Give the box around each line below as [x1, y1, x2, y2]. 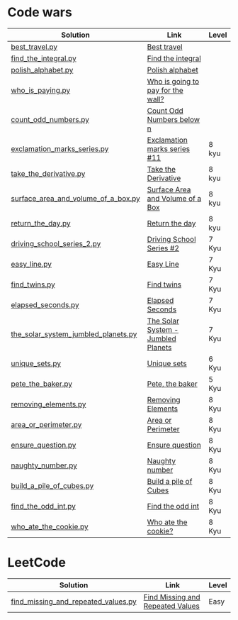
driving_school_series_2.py [11, 238, 101, 248]
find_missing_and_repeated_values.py [11, 597, 137, 607]
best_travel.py [11, 42, 58, 52]
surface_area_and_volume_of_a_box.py [11, 193, 140, 203]
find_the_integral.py [11, 53, 76, 63]
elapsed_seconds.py [11, 299, 79, 309]
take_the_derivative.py [11, 168, 86, 178]
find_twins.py [11, 279, 55, 289]
